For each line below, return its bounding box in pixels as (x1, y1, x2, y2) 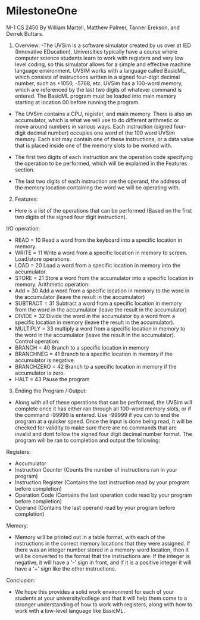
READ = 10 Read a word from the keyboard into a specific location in (14, 236, 183, 244)
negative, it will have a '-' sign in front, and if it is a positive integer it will (14, 559, 192, 566)
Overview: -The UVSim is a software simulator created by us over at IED (14, 42, 192, 49)
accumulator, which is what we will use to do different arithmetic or (14, 116, 180, 123)
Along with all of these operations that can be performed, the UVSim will (14, 398, 192, 406)
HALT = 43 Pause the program (14, 375, 90, 382)
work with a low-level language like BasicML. (14, 607, 126, 614)
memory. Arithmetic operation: (14, 281, 90, 288)
